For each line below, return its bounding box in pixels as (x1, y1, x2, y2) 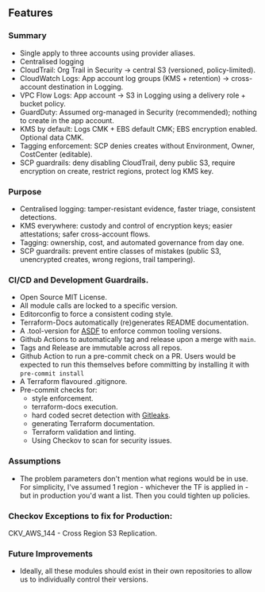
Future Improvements (8, 548, 94, 559)
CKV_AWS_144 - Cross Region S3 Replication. (8, 528, 157, 538)
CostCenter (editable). (19, 149, 93, 159)
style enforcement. (31, 394, 94, 403)
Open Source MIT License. (19, 293, 107, 302)
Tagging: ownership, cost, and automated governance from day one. (19, 237, 244, 247)
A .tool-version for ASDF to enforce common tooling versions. (19, 326, 222, 336)
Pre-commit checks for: (19, 385, 98, 395)
